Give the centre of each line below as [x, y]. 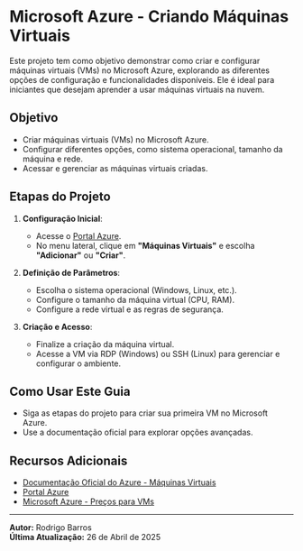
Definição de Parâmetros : [71, 272]
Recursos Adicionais [69, 460]
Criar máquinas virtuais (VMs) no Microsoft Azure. [115, 139]
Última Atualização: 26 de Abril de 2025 [85, 537]
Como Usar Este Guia [70, 391]
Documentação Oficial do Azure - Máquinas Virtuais [119, 482]
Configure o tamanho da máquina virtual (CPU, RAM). [135, 299]
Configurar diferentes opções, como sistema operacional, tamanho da [152, 149]
